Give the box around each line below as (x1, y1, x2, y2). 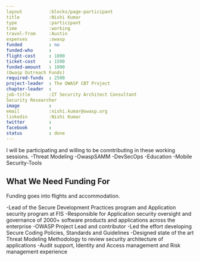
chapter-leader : (6, 86, 52, 92)
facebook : (6, 125, 52, 131)
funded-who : (6, 48, 52, 54)
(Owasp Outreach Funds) (6, 70, 65, 76)
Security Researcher (6, 97, 58, 103)
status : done (6, 130, 65, 137)
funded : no (6, 42, 60, 48)
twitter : (6, 120, 52, 125)
